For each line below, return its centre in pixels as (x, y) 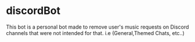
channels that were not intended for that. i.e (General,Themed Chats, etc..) (95, 33)
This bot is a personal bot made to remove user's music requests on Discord (97, 27)
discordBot (33, 11)
